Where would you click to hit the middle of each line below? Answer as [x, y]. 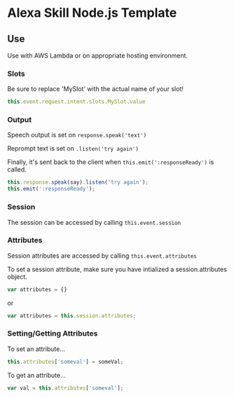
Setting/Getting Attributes [53, 334]
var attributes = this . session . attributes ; [72, 316]
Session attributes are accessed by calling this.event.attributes [102, 255]
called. [17, 170]
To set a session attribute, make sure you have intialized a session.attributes [117, 269]
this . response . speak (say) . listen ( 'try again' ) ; [78, 183]
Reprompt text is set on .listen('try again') [73, 149]
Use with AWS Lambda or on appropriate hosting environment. [97, 55]
